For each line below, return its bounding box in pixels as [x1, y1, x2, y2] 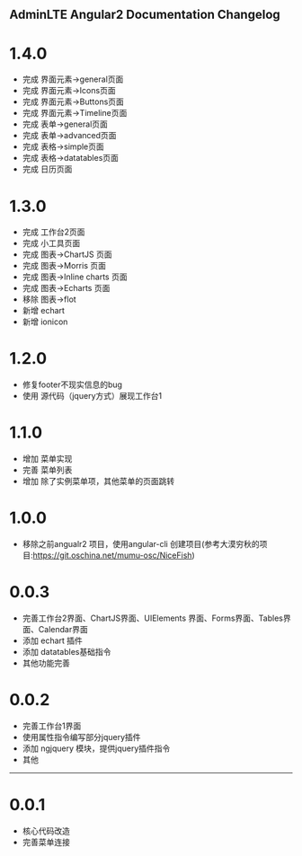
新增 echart [22, 305, 66, 316]
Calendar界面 [38, 624, 88, 635]
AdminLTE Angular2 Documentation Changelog [9, 7, 280, 22]
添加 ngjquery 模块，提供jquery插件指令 [22, 743, 171, 754]
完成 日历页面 [22, 163, 73, 174]
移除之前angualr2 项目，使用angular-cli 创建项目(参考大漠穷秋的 [22, 539, 261, 550]
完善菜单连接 [22, 836, 70, 847]
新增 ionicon [22, 316, 68, 327]
